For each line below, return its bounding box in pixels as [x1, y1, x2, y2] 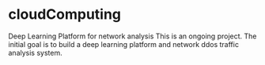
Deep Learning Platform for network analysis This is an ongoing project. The [8, 31, 257, 41]
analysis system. [8, 48, 62, 57]
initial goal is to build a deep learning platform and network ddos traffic [8, 39, 240, 49]
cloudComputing [8, 5, 121, 23]
